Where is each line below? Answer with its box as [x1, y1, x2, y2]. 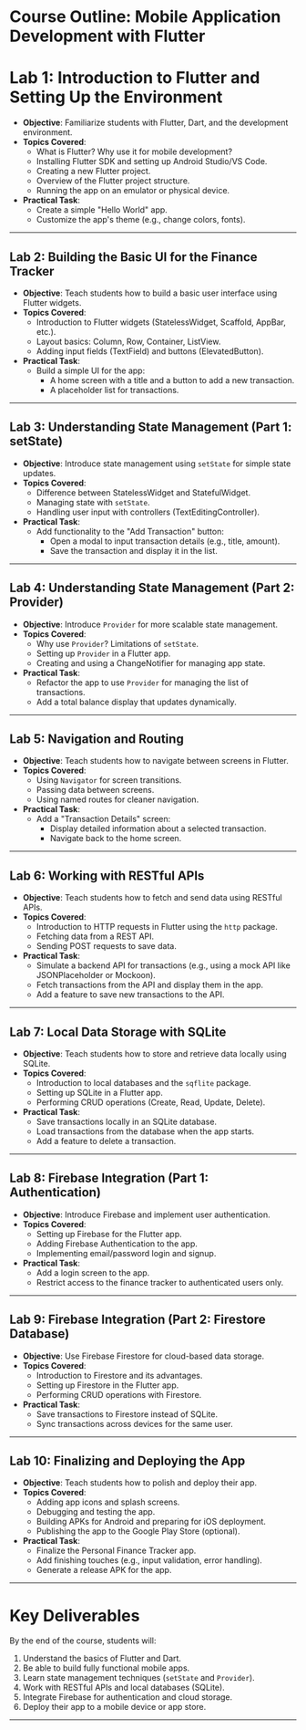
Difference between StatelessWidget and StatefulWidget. [36, 486, 251, 498]
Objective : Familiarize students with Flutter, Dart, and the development [22, 117, 289, 129]
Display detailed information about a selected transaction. [49, 823, 267, 834]
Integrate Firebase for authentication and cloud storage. [22, 1692, 233, 1703]
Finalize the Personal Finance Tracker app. [36, 1545, 197, 1557]
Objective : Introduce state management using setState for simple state [22, 458, 291, 469]
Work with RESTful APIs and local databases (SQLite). [22, 1682, 225, 1694]
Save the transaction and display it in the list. [49, 545, 219, 556]
